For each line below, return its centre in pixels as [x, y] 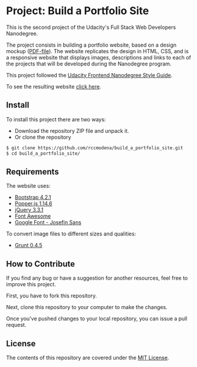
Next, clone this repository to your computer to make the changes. [87, 307]
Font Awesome [33, 216]
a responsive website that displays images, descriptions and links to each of [99, 57]
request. [16, 325]
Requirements [32, 171]
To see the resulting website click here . [54, 86]
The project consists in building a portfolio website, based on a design [91, 45]
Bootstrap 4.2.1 [33, 197]
